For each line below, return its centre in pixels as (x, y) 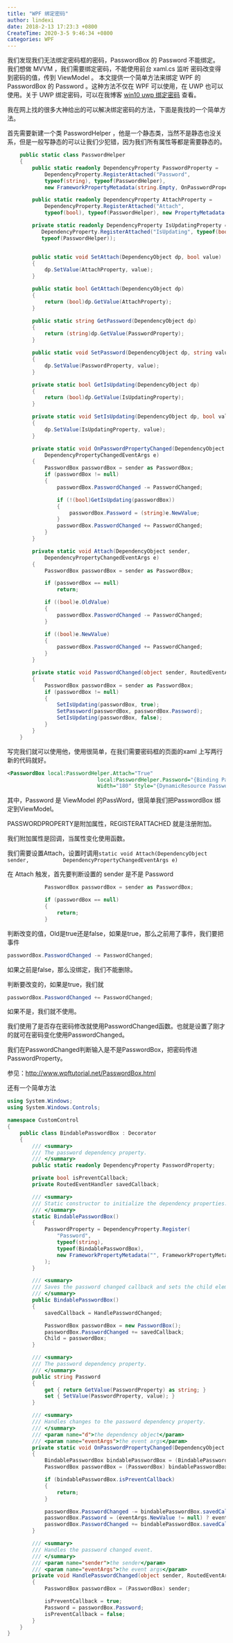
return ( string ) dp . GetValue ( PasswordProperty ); (114, 334)
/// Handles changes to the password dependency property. (119, 1422)
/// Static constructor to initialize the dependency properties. (130, 1204)
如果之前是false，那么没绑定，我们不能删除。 (72, 969)
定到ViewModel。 (32, 809)
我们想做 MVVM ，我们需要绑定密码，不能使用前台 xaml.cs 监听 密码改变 (111, 69)
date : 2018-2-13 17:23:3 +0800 (52, 26)
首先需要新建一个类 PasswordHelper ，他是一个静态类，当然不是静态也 (109, 133)
